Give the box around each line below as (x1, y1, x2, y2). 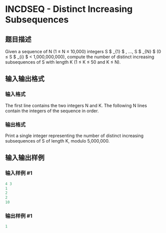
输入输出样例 (5, 154, 45, 162)
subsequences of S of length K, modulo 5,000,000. (5, 138, 110, 144)
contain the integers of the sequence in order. (5, 108, 99, 114)
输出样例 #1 (5, 212, 32, 219)
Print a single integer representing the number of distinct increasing (5, 133, 144, 139)
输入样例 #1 (5, 170, 32, 177)
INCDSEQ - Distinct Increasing (5, 3, 133, 15)
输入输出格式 (5, 75, 45, 83)
